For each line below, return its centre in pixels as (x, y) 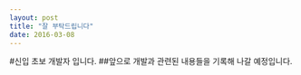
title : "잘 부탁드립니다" (52, 26)
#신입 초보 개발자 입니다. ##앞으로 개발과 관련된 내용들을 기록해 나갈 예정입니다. (151, 61)
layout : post (34, 18)
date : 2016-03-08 (42, 34)
